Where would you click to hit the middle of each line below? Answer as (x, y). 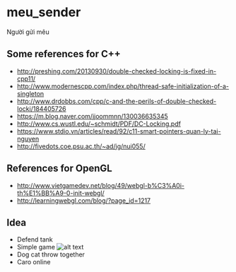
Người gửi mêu (28, 32)
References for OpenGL (59, 168)
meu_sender (44, 12)
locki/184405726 (41, 108)
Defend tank (35, 240)
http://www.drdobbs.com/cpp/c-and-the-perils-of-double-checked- (117, 101)
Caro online (34, 262)
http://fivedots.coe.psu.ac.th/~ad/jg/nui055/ (81, 146)
